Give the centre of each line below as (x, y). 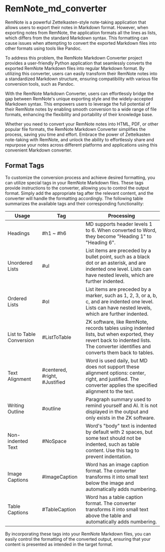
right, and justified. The (112, 379)
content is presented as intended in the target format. (59, 544)
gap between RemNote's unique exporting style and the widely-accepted (79, 98)
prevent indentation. (109, 457)
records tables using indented (120, 328)
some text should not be (113, 438)
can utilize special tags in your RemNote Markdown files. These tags (74, 183)
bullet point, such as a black (118, 256)
